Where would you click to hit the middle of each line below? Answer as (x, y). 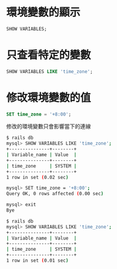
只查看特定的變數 (49, 55)
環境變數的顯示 (43, 12)
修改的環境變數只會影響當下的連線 (49, 126)
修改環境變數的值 (49, 98)
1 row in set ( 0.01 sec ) (37, 261)
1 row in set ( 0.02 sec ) (37, 177)
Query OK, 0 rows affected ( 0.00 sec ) (55, 194)
